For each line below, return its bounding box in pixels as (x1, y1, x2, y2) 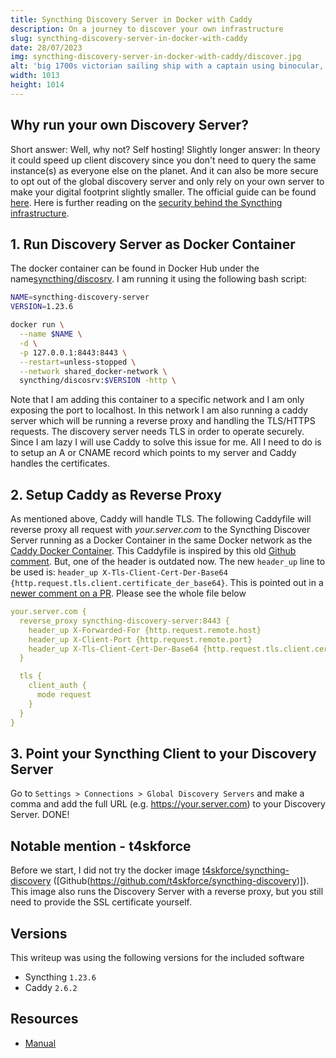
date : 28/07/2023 (10, 42, 83, 53)
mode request (36, 690, 92, 700)
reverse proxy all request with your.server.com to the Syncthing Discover (10, 524, 311, 536)
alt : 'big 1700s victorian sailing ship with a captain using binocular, (10, 61, 325, 71)
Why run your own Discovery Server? (10, 117, 249, 134)
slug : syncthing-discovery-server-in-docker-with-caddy (10, 33, 248, 43)
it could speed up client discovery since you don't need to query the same (10, 154, 317, 166)
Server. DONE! (10, 809, 70, 821)
